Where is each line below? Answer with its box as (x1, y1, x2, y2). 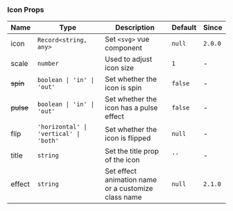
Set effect (105, 167, 137, 176)
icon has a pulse (105, 103, 158, 112)
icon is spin (105, 83, 142, 93)
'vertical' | (37, 130, 80, 138)
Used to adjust (105, 54, 153, 64)
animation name (105, 175, 157, 185)
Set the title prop (105, 146, 159, 156)
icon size (105, 63, 134, 73)
